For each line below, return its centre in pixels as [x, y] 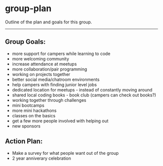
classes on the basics [34, 115]
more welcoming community [41, 58]
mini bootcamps [28, 105]
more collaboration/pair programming [49, 69]
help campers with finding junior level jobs [54, 84]
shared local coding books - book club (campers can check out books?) [84, 95]
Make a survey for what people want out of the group [65, 153]
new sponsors [26, 126]
